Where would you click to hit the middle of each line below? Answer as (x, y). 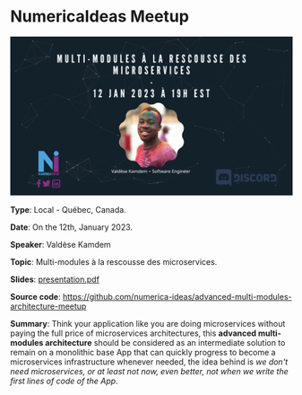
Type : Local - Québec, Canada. (68, 209)
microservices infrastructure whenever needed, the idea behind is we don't (149, 362)
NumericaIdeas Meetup (99, 17)
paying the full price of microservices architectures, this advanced (134, 333)
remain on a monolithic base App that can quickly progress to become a (143, 352)
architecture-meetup (48, 306)
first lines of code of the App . (65, 381)
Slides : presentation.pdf (55, 279)
